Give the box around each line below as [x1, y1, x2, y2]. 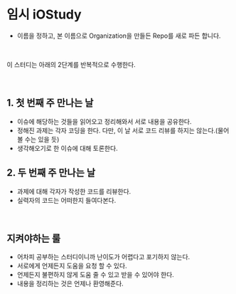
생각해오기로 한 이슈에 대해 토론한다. [16, 144, 118, 152]
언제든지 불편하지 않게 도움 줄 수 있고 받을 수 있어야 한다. [16, 271, 175, 279]
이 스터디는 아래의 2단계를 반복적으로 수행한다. [6, 60, 136, 68]
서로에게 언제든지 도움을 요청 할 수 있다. [16, 261, 127, 271]
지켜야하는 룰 [6, 232, 61, 244]
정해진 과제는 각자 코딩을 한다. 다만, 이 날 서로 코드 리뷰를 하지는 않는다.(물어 [16, 126, 230, 135]
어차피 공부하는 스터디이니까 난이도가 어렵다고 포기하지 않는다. [16, 253, 191, 261]
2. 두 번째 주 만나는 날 [6, 167, 96, 179]
